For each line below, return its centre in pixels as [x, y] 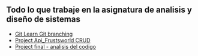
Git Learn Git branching [44, 34]
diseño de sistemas [43, 20]
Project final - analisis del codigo [55, 46]
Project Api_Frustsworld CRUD [53, 40]
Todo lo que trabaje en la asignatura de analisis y [99, 10]
